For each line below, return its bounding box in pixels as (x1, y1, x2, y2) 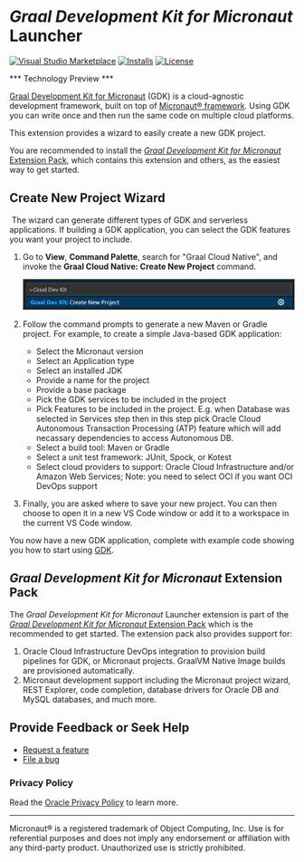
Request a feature (22, 744, 90, 755)
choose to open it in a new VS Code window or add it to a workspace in (22, 508, 290, 519)
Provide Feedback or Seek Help (9, 720, 190, 735)
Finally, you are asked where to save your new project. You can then (22, 498, 278, 509)
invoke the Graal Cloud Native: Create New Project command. (22, 261, 256, 272)
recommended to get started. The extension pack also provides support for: (9, 627, 292, 639)
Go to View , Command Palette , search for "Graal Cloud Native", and (22, 251, 278, 262)
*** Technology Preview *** (9, 72, 114, 83)
